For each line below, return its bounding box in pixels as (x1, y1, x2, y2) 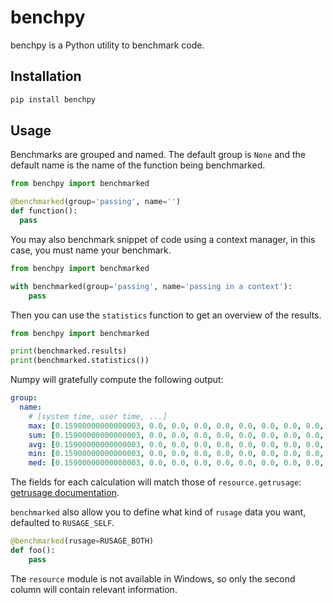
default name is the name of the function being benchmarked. (10, 159, 266, 171)
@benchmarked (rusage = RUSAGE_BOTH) (10, 536, 155, 546)
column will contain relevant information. (10, 583, 178, 595)
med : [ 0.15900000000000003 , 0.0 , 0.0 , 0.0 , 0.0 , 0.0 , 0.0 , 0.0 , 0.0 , (28, 458, 325, 468)
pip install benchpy (10, 94, 97, 105)
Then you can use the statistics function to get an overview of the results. (10, 309, 322, 321)
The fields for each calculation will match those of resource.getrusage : (10, 476, 302, 488)
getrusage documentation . (10, 487, 120, 499)
